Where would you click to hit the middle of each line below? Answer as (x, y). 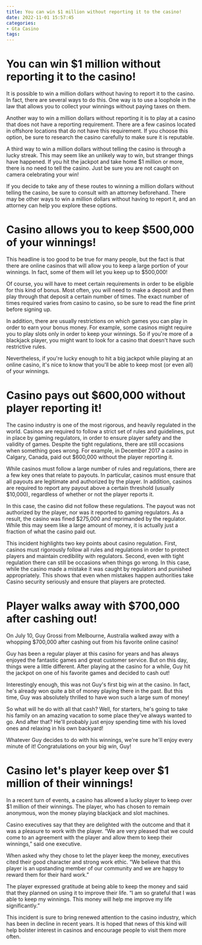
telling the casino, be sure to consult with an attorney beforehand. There (96, 193)
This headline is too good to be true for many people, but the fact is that (96, 259)
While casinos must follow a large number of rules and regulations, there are (101, 468)
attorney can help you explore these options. (62, 206)
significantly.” (23, 905)
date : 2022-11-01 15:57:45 (40, 17)
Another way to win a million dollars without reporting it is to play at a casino (101, 118)
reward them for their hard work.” (48, 874)
